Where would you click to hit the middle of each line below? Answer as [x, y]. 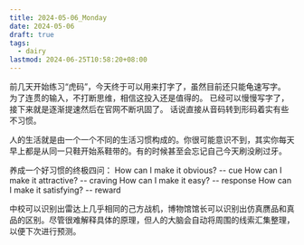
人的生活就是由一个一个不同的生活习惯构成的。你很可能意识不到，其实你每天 [152, 140]
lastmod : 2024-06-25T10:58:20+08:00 [78, 60]
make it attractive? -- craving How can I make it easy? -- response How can [151, 180]
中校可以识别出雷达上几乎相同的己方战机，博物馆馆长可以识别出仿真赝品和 [148, 208]
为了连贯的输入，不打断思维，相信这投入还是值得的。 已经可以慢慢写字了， [149, 98]
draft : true [32, 34]
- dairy [32, 52]
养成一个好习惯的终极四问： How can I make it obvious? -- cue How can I [146, 170]
